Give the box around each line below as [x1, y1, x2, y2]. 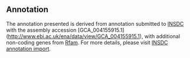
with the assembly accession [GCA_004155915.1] [6, 26, 125, 33]
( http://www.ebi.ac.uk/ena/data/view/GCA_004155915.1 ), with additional [6, 32, 181, 40]
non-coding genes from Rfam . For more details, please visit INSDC [6, 39, 168, 46]
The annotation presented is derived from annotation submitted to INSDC [6, 20, 184, 27]
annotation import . [6, 45, 51, 52]
